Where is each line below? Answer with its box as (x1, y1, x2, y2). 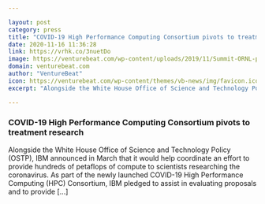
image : (8, 55, 30, 63)
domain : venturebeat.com (8, 62, 90, 71)
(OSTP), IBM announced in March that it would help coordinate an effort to (8, 153, 250, 162)
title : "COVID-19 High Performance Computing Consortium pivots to (8, 33, 235, 41)
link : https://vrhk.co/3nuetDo (8, 48, 111, 56)
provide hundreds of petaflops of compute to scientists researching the (8, 161, 241, 171)
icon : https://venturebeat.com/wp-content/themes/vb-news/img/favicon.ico (8, 76, 259, 85)
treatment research (8, 127, 84, 138)
